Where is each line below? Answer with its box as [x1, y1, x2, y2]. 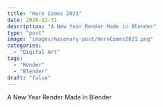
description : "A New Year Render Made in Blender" [7, 23, 157, 30]
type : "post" [7, 29, 45, 37]
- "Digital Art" [13, 49, 60, 56]
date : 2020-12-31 [7, 17, 58, 23]
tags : [7, 55, 23, 62]
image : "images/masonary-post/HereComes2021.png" [7, 36, 154, 43]
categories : [7, 42, 42, 49]
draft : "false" [7, 74, 51, 81]
